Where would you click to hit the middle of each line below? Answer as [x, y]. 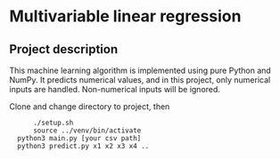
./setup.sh [53, 123]
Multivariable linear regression [125, 16]
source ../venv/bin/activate [87, 131]
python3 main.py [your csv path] [79, 139]
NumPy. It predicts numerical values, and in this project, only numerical [140, 80]
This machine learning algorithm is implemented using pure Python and [140, 70]
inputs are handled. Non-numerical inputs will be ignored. [115, 89]
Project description [64, 49]
